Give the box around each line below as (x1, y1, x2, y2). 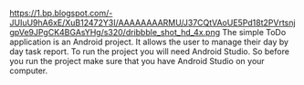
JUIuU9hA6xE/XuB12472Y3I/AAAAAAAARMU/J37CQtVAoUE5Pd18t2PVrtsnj (9, 17, 296, 28)
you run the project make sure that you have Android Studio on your (9, 56, 265, 66)
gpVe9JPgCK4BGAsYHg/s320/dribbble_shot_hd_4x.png (9, 27, 221, 37)
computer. (9, 65, 48, 76)
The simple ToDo (222, 27, 287, 37)
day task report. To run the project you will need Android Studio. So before (9, 46, 290, 57)
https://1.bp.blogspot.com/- (9, 8, 113, 18)
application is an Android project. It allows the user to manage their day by (9, 36, 289, 47)
